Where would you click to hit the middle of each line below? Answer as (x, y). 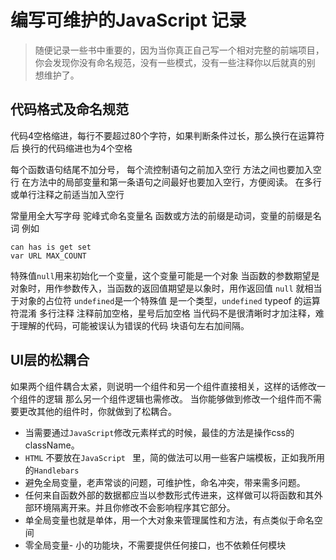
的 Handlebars (52, 470)
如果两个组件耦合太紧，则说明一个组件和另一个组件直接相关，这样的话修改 (163, 386)
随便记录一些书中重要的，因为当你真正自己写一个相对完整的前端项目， (179, 50)
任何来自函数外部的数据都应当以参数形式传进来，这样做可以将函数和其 (169, 495)
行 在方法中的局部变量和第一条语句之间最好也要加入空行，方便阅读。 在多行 (166, 182)
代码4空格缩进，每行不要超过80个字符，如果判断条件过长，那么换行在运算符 (167, 135)
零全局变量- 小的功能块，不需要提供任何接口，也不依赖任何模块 (155, 545)
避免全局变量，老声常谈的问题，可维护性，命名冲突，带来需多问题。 (165, 482)
